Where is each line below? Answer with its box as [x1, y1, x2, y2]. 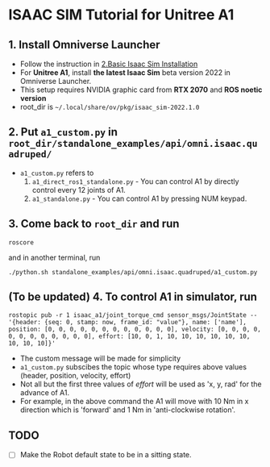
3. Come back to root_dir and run [8, 217, 180, 231]
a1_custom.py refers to [19, 168, 94, 177]
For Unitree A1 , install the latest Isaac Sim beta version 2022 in [19, 68, 231, 77]
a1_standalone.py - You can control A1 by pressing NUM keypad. [31, 194, 247, 203]
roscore [8, 238, 35, 247]
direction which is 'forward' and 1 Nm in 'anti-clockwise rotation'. [19, 405, 236, 415]
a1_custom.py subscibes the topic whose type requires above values [19, 362, 247, 372]
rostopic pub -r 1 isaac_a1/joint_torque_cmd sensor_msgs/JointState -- [8, 311, 258, 319]
